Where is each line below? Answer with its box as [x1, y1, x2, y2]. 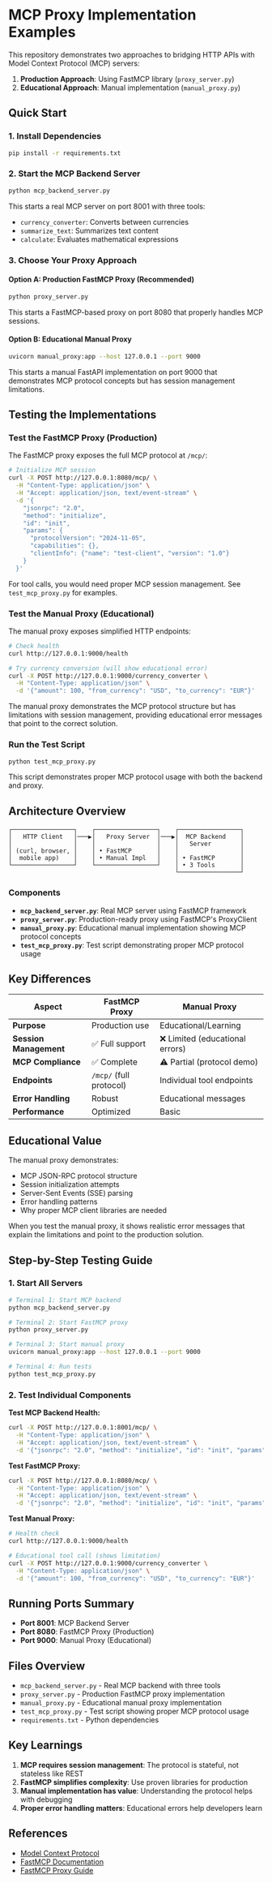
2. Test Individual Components [8, 1389, 132, 1400]
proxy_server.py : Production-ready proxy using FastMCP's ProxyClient [19, 914, 257, 924]
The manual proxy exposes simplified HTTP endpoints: [8, 626, 192, 636]
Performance [12, 1106, 65, 1117]
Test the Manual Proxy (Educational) [8, 608, 155, 619]
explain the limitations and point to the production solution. [8, 1230, 204, 1240]
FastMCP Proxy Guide [19, 1865, 94, 1875]
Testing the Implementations [8, 408, 156, 422]
